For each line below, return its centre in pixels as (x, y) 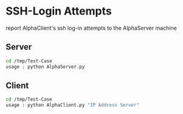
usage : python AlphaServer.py (45, 67)
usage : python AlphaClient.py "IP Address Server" (72, 105)
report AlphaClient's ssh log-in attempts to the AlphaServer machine (91, 28)
